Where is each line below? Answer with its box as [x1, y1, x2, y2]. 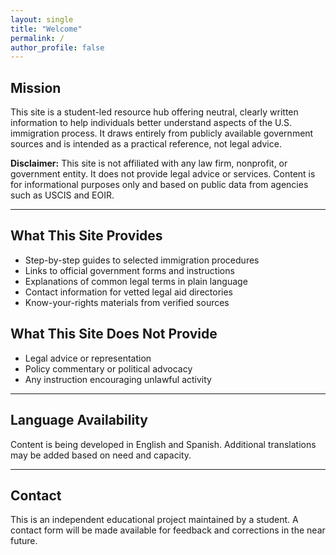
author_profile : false [10, 42, 105, 53]
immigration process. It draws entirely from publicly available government [10, 127, 314, 140]
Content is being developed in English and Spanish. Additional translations [10, 438, 317, 450]
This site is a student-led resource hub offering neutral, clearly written [10, 106, 299, 118]
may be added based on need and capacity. [10, 449, 192, 461]
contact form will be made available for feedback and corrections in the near [10, 524, 326, 536]
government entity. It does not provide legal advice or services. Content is [10, 168, 316, 180]
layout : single [10, 14, 74, 25]
